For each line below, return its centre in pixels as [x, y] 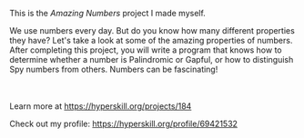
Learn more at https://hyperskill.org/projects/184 [101, 106]
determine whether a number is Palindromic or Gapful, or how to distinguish [152, 59]
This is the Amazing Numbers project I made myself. [108, 13]
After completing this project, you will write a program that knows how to [146, 50]
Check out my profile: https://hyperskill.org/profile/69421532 [124, 123]
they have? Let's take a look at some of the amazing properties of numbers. [151, 40]
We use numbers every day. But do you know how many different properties [152, 30]
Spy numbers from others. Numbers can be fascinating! [114, 69]
